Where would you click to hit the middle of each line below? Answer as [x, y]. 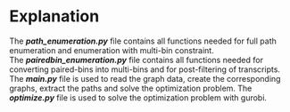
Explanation [54, 16]
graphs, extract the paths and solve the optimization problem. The [131, 88]
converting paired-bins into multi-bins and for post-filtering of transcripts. [145, 69]
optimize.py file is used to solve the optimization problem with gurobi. [138, 97]
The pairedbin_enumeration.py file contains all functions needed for [136, 60]
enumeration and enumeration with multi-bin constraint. [112, 50]
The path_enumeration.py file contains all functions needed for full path [143, 41]
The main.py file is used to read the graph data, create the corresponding [145, 78]
